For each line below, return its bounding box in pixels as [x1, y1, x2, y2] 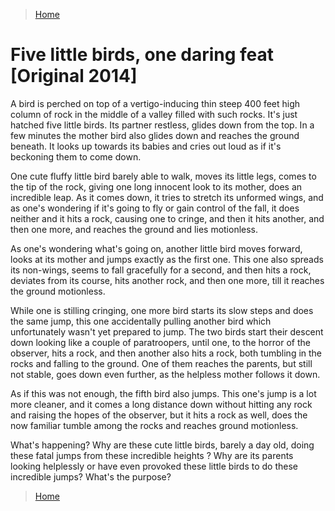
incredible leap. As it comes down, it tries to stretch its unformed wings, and [10, 191, 324, 203]
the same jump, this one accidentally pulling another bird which [10, 315, 272, 327]
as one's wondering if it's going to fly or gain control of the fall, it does [10, 202, 300, 214]
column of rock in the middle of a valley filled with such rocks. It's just [10, 108, 298, 120]
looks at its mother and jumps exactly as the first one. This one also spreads [10, 253, 324, 265]
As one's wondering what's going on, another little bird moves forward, [10, 242, 303, 254]
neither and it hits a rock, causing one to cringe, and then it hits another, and [10, 212, 325, 224]
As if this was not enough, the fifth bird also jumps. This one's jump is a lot [10, 387, 317, 399]
